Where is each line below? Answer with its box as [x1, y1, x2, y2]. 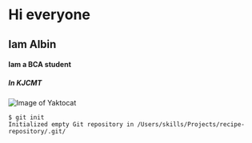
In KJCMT [8, 77, 42, 87]
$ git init [8, 113, 45, 121]
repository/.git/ [8, 128, 66, 136]
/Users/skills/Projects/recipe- [137, 121, 246, 129]
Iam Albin [8, 38, 57, 51]
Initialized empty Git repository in [8, 121, 134, 129]
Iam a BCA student [8, 60, 72, 70]
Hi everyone [8, 6, 90, 24]
